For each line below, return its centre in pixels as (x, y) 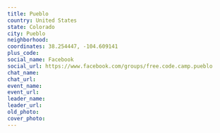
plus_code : (23, 53)
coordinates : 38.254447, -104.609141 (63, 46)
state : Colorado (31, 27)
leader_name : (26, 99)
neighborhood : (28, 40)
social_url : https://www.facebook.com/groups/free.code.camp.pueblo (110, 66)
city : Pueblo (26, 33)
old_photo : (23, 112)
